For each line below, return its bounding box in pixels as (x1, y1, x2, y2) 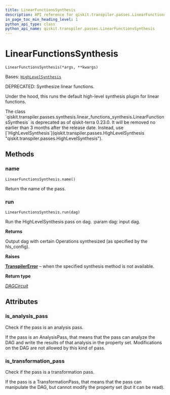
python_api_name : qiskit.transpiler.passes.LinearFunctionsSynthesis (5, 26, 155, 31)
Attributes (5, 297, 38, 306)
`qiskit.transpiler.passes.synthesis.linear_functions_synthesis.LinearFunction (5, 114, 164, 120)
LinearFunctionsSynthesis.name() (5, 177, 76, 182)
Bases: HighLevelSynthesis (5, 74, 62, 80)
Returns (5, 228, 23, 234)
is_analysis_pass (5, 312, 48, 320)
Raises (5, 254, 20, 260)
